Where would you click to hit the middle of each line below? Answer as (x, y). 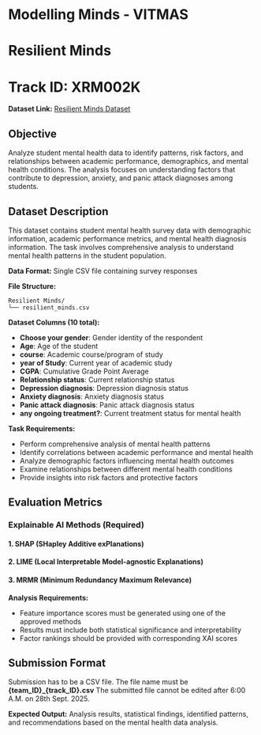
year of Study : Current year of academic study (96, 362)
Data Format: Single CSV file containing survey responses (103, 271)
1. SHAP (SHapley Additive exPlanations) (76, 544)
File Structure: (32, 286)
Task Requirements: (42, 428)
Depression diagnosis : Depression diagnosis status (104, 388)
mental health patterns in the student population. (88, 256)
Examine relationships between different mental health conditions (126, 469)
